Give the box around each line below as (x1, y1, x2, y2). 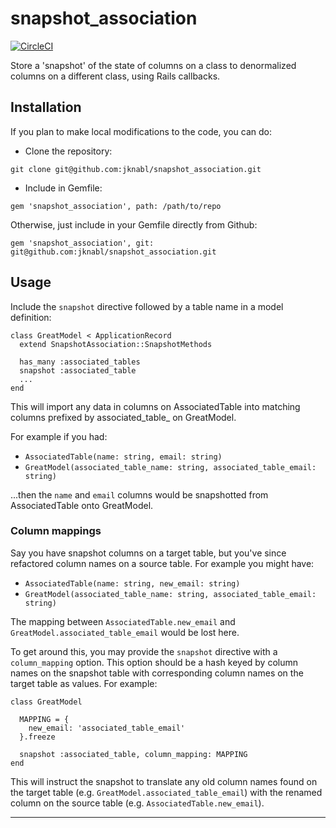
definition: (10, 311, 52, 323)
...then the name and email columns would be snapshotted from (10, 488, 269, 501)
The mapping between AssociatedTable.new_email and (10, 615, 236, 627)
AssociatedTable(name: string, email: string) (24, 452, 223, 462)
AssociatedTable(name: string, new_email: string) (24, 578, 241, 589)
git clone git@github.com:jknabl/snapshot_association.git (10, 164, 262, 174)
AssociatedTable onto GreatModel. (10, 499, 154, 511)
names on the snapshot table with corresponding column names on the (10, 667, 304, 679)
